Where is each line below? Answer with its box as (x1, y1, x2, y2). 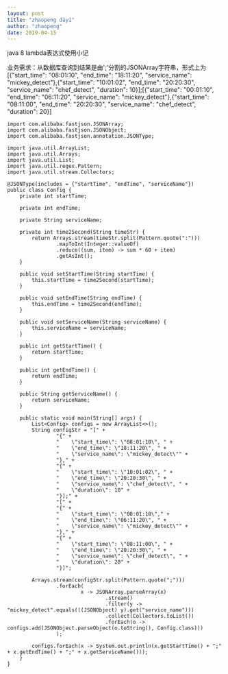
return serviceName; (31, 397, 90, 404)
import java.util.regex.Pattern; (7, 163, 103, 170)
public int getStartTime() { (19, 343, 103, 350)
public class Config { (7, 186, 72, 194)
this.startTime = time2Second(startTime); (31, 277, 155, 284)
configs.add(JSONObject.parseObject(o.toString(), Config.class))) (7, 625, 204, 631)
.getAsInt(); (55, 253, 94, 260)
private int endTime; (19, 205, 81, 212)
